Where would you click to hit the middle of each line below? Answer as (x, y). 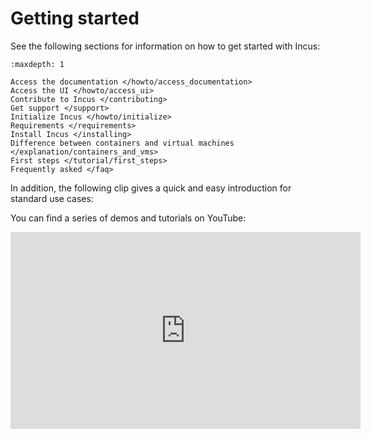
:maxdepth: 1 (37, 64)
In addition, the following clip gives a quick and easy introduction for (151, 188)
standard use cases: (52, 198)
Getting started (75, 18)
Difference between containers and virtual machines (122, 143)
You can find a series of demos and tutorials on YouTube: (128, 218)
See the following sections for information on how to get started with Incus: (165, 46)
